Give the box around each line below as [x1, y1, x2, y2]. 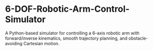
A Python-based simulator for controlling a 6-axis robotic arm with [5, 30, 140, 36]
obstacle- [128, 35, 149, 41]
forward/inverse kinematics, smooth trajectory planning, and [5, 35, 128, 41]
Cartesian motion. [23, 40, 60, 46]
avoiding [5, 40, 23, 46]
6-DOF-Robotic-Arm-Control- [5, 3, 130, 15]
